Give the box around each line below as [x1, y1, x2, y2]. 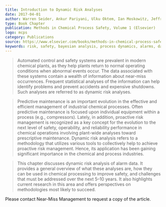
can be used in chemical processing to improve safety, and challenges [17, 171, 161, 176]
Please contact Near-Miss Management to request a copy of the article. [5, 196, 151, 202]
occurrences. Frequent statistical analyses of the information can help [17, 78, 160, 84]
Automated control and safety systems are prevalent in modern [17, 57, 146, 63]
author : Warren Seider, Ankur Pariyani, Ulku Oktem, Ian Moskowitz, [5, 16, 149, 21]
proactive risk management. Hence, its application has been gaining [17, 145, 156, 151]
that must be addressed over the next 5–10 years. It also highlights [17, 176, 153, 182]
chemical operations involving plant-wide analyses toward [17, 130, 136, 136]
